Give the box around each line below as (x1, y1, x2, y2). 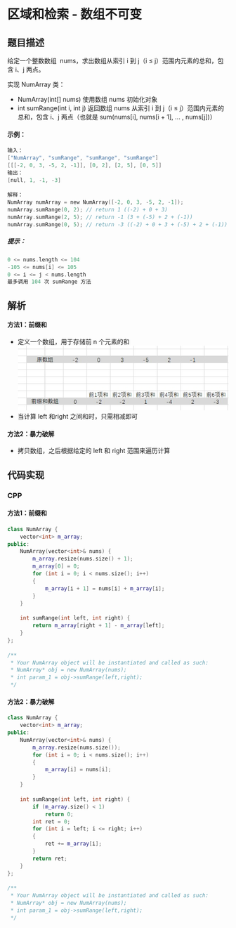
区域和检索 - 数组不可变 (7, 6, 143, 22)
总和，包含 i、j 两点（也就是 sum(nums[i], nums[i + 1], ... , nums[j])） (17, 113, 216, 121)
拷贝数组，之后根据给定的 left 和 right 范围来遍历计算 (17, 447, 171, 455)
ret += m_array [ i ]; (44, 840, 102, 847)
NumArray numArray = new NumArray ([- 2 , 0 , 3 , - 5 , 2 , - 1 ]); (7, 199, 184, 206)
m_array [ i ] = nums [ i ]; (44, 766, 112, 773)
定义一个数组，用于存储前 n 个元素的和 (17, 337, 130, 346)
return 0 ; (44, 811, 74, 818)
